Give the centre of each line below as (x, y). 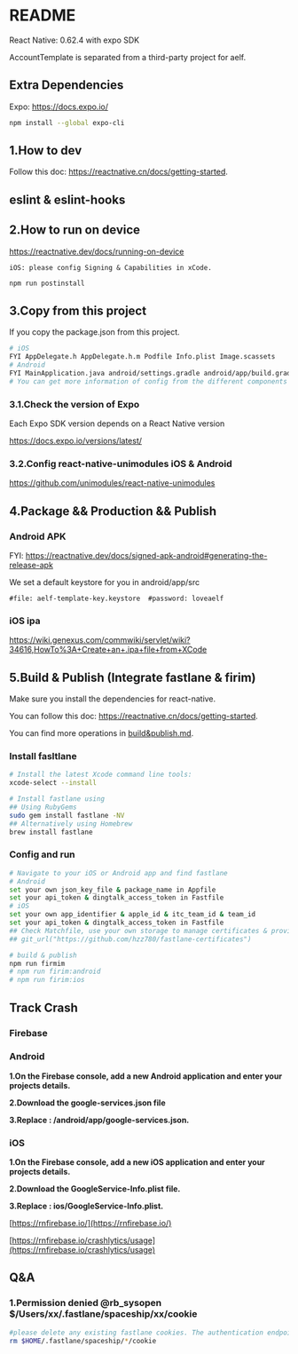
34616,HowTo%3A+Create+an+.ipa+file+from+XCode (108, 650)
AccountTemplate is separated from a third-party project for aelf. (128, 57)
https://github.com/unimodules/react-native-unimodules (112, 483)
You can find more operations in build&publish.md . (102, 733)
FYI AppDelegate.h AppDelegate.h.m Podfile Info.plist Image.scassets (142, 357)
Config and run (42, 855)
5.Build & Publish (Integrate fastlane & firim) (133, 677)
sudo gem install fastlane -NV (67, 815)
